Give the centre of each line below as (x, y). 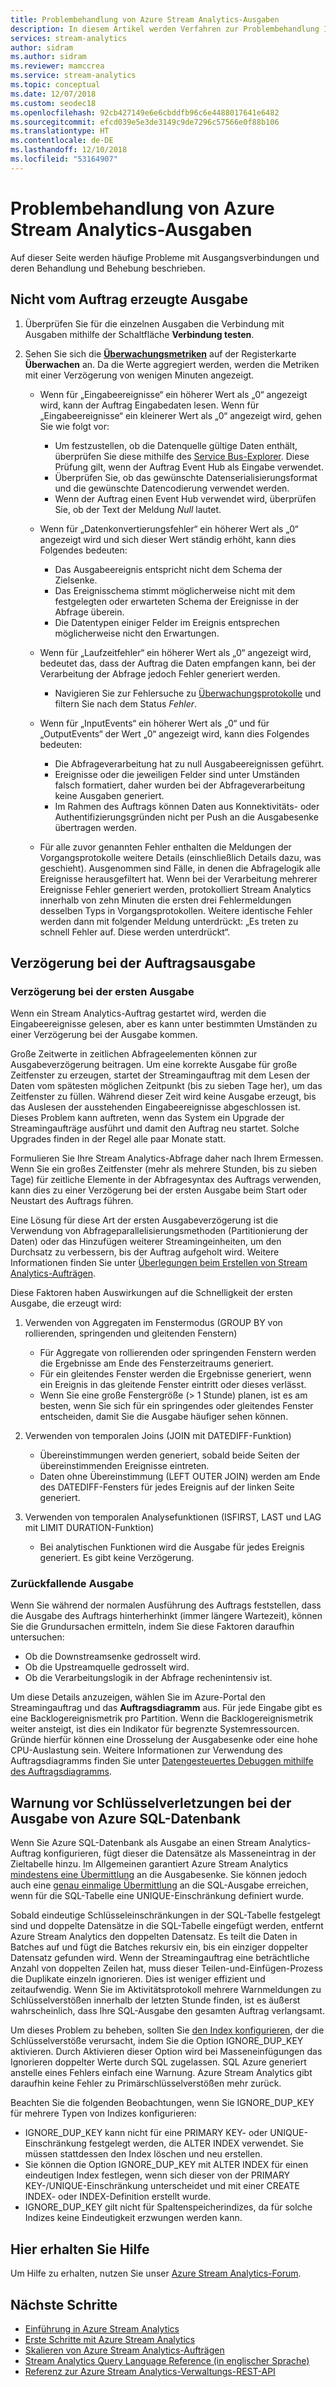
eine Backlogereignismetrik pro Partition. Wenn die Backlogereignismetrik (162, 1718)
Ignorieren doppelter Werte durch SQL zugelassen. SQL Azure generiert (158, 2062)
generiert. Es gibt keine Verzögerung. (117, 1558)
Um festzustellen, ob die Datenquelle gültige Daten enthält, (176, 445)
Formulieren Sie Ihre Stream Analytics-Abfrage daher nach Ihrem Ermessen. (167, 1158)
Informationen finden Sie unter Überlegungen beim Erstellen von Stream (159, 1263)
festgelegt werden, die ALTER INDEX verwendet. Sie (196, 2143)
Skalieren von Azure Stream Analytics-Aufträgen (124, 2350)
